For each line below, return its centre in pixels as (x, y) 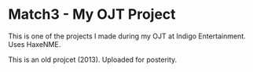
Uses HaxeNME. (35, 44)
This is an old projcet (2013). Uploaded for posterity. (93, 59)
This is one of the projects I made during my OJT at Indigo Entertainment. (127, 36)
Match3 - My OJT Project (92, 14)
